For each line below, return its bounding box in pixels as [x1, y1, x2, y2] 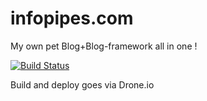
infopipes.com [10, 7, 134, 30]
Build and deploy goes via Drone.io [10, 78, 155, 91]
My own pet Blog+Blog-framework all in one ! [10, 40, 198, 52]
